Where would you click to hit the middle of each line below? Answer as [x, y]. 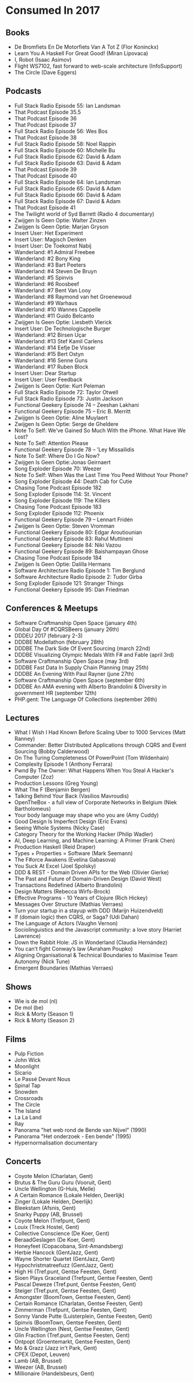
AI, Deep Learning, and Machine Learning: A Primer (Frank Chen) [95, 841]
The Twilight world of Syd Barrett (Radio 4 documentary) [84, 214]
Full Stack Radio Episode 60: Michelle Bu [64, 150]
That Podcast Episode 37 [45, 125]
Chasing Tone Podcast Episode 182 [58, 487]
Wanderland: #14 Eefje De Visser [55, 348]
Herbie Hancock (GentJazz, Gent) [56, 1252]
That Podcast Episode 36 [46, 118]
